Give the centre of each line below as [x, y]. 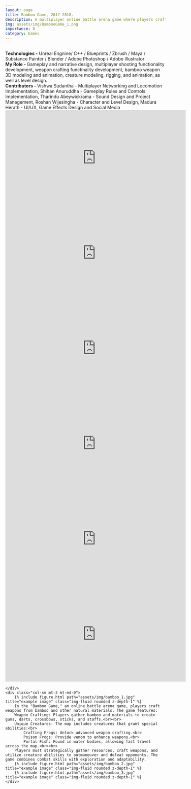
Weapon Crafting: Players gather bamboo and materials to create [85, 715]
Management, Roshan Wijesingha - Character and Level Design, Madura [81, 102]
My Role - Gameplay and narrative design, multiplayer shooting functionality [85, 64]
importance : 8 [20, 29]
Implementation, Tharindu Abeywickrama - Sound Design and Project [78, 97]
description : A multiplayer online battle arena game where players [79, 19]
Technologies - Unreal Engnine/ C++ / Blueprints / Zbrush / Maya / [75, 53]
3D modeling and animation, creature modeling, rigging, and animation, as [83, 75]
